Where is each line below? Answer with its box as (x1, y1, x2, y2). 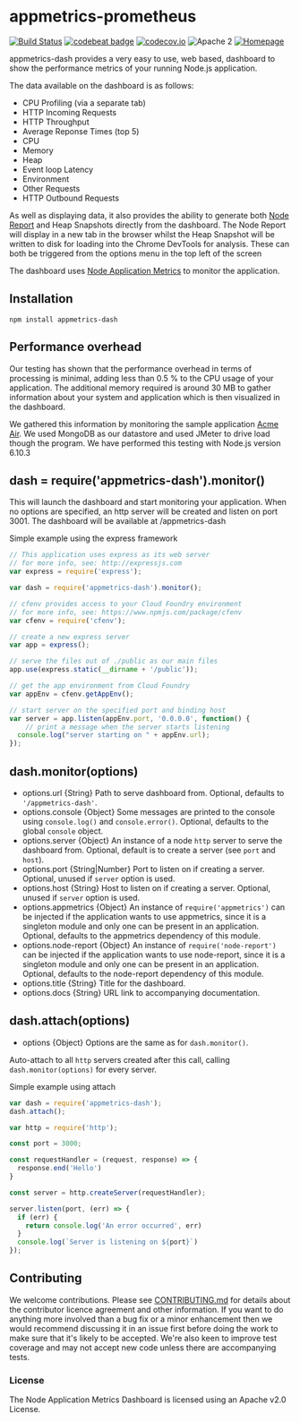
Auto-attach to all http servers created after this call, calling (9, 1054, 230, 1065)
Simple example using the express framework (9, 533, 178, 544)
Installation (9, 291, 73, 306)
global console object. (21, 826, 104, 836)
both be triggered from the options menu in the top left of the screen (9, 248, 262, 259)
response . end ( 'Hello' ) (17, 1164, 102, 1173)
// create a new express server (9, 632, 130, 641)
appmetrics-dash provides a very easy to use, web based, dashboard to (9, 53, 276, 64)
